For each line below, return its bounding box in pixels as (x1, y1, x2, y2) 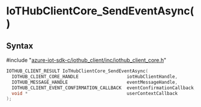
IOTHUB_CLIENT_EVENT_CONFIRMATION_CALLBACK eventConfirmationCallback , (11, 85, 197, 91)
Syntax (6, 41, 33, 51)
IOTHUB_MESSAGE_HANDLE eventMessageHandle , (11, 79, 178, 85)
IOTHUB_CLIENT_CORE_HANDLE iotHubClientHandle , (11, 74, 178, 80)
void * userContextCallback (11, 90, 178, 96)
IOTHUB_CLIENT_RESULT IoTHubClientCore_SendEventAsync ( (6, 68, 148, 74)
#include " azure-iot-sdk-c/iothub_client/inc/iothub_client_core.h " (6, 57, 166, 63)
